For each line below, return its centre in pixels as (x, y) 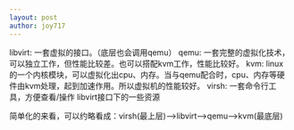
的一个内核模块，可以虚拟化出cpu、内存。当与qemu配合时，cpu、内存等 (143, 74)
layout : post (34, 17)
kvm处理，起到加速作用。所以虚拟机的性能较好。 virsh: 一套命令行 (147, 85)
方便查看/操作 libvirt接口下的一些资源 (92, 97)
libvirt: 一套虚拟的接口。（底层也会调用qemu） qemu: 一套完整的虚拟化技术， (150, 52)
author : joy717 (38, 26)
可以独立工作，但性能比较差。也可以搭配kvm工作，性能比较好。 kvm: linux (147, 63)
